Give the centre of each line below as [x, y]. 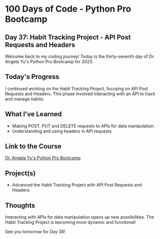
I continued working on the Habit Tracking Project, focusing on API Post [77, 88]
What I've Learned [33, 114]
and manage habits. [25, 99]
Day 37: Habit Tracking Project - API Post [68, 37]
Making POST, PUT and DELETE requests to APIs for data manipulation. [83, 126]
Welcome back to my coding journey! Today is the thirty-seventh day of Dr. [80, 56]
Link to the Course [33, 146]
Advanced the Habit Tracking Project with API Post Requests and [77, 185]
